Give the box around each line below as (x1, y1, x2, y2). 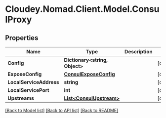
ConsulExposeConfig (64, 71, 115, 78)
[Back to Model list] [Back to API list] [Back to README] (5, 108, 119, 113)
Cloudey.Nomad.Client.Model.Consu (5, 3, 160, 15)
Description (124, 48, 153, 55)
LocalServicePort (7, 87, 49, 93)
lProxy (5, 14, 32, 25)
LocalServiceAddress (7, 79, 59, 85)
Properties (5, 34, 39, 42)
